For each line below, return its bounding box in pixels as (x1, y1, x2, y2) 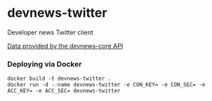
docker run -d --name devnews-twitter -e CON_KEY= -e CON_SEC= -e (7, 81, 206, 88)
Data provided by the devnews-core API (7, 41, 124, 50)
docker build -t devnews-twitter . (7, 75, 112, 82)
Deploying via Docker (7, 59, 82, 69)
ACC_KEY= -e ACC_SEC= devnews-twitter (7, 88, 121, 95)
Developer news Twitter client (7, 28, 93, 36)
